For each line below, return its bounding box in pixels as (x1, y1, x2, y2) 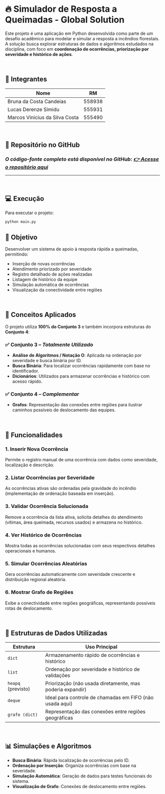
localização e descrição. (5, 462, 55, 468)
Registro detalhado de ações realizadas (12, 271, 92, 277)
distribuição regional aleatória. (5, 576, 67, 583)
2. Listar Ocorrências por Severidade (5, 474, 95, 481)
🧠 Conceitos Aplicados (5, 311, 76, 319)
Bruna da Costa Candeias (7, 98, 66, 105)
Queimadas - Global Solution (5, 14, 125, 26)
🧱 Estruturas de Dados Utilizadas (5, 629, 108, 637)
